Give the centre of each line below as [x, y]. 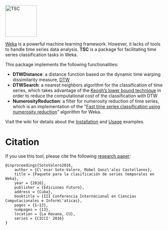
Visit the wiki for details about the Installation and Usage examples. [75, 122]
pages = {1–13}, [32, 205]
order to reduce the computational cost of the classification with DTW [85, 96]
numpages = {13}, [33, 209]
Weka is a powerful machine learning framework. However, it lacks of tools [83, 44]
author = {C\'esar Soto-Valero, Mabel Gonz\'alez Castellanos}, [83, 170]
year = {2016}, [30, 183]
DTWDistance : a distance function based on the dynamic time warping [87, 74]
